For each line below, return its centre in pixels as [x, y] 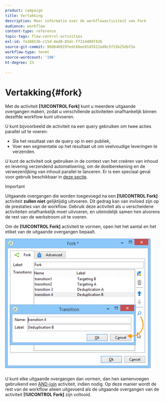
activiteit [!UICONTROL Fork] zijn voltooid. [48, 395]
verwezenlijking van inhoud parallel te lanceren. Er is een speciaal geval [78, 172]
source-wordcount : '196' [31, 57]
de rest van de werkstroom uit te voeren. [46, 217]
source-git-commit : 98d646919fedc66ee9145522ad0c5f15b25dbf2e [70, 47]
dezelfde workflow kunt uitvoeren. [40, 117]
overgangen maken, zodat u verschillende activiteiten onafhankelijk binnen [81, 111]
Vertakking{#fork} [44, 92]
